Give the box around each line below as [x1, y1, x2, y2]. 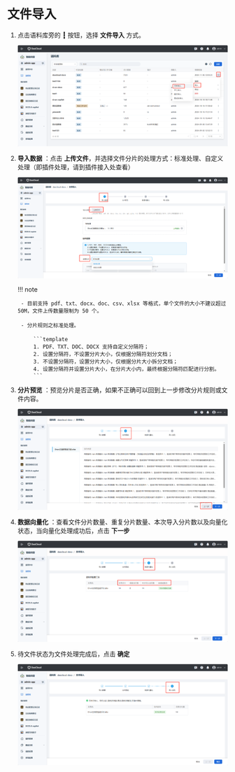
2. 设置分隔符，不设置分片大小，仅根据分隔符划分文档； [33, 350, 173, 357]
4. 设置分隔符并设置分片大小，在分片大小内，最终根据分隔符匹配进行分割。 [33, 365, 220, 373]
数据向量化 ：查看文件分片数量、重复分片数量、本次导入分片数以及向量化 [17, 517, 228, 526]
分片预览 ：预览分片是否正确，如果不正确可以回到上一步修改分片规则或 [17, 385, 222, 394]
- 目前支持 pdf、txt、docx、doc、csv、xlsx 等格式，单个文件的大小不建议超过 [20, 300, 227, 307]
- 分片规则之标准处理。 [20, 322, 80, 329]
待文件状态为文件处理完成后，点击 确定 [17, 650, 130, 658]
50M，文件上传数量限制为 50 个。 [17, 307, 103, 315]
